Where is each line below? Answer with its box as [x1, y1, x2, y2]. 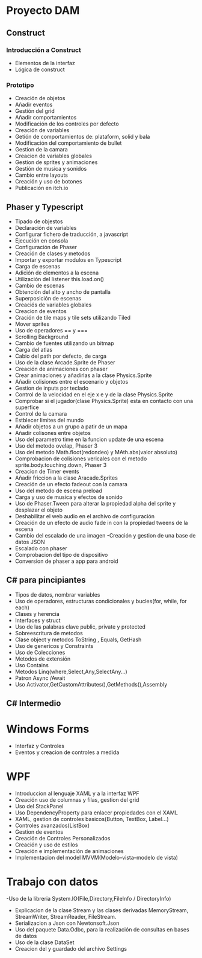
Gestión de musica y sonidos [14, 165, 87, 173]
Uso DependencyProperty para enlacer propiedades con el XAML [14, 809, 179, 816]
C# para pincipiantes [6, 575, 86, 585]
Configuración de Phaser [14, 243, 77, 250]
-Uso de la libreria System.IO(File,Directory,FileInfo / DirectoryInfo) [6, 895, 171, 902]
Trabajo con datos [6, 875, 99, 889]
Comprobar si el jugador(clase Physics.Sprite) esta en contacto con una [14, 397, 194, 404]
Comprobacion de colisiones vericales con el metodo [14, 455, 147, 462]
